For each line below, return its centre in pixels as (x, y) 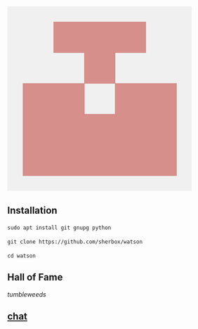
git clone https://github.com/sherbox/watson (75, 242)
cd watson (22, 256)
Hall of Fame (35, 277)
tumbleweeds (27, 294)
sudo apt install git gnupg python (59, 228)
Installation (32, 211)
